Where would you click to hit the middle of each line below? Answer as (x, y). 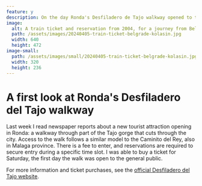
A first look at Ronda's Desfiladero (93, 97)
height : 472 (27, 46)
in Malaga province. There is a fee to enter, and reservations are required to (100, 146)
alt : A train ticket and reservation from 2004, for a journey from (99, 28)
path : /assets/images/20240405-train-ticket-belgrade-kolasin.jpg (96, 34)
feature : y (20, 12)
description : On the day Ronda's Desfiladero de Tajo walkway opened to (99, 17)
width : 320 (25, 62)
